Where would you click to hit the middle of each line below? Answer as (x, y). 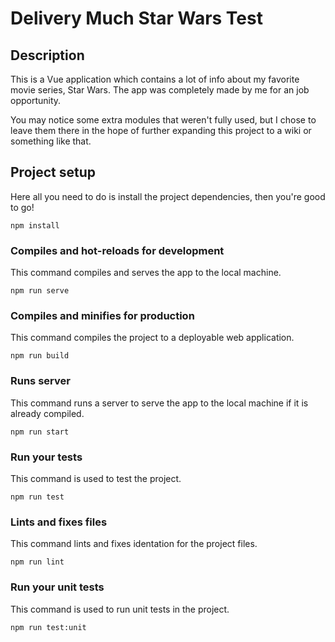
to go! (22, 207)
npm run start (40, 432)
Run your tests (46, 457)
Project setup (53, 172)
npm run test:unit (48, 627)
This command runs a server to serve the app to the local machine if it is (159, 403)
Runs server (40, 381)
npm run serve (40, 291)
